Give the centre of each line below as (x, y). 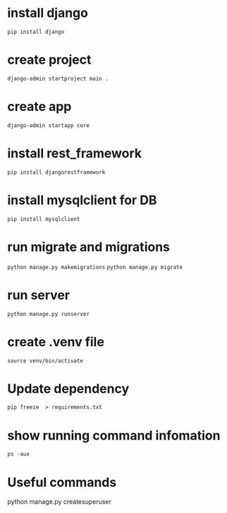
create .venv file (56, 342)
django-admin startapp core (49, 125)
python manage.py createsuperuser (59, 502)
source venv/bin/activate (45, 361)
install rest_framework (75, 153)
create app (39, 107)
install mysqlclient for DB (82, 200)
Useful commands (62, 482)
